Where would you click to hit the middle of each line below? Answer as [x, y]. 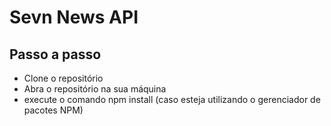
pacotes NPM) [53, 110]
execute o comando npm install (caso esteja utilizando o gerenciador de [172, 99]
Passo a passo [55, 54]
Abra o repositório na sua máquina [95, 89]
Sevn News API [74, 17]
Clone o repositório [63, 78]
